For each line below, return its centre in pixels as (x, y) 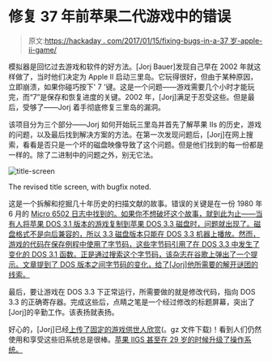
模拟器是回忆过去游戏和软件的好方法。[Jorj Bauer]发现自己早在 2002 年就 (131, 67)
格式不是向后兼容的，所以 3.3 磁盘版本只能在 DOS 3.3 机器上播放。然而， (138, 234)
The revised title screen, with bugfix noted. (80, 187)
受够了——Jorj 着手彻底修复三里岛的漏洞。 (94, 107)
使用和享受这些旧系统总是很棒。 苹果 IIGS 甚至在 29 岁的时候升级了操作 (126, 339)
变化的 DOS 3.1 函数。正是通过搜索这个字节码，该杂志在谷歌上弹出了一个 (130, 254)
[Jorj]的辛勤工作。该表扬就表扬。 (64, 312)
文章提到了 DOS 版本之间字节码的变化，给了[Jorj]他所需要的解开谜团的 (140, 264)
